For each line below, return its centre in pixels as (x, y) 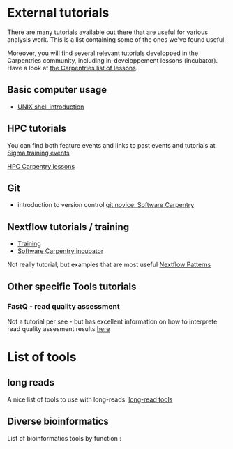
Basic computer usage (57, 90)
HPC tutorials (37, 129)
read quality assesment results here (59, 328)
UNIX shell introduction (51, 107)
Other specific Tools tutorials (72, 286)
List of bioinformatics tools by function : (65, 438)
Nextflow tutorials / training (68, 227)
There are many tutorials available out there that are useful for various (107, 32)
